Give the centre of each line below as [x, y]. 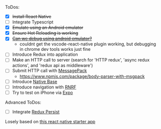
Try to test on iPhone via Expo [42, 92]
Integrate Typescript [33, 22]
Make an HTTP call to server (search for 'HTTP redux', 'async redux [81, 60]
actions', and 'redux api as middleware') [53, 65]
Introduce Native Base [35, 81]
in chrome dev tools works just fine [55, 49]
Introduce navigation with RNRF [44, 87]
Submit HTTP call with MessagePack [50, 71]
